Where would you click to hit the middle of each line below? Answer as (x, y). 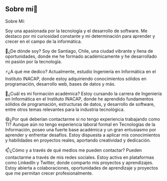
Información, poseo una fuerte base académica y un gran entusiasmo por (81, 129)
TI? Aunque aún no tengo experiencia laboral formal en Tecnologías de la (80, 124)
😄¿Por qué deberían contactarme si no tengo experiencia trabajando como (83, 119)
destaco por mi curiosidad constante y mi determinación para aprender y (80, 36)
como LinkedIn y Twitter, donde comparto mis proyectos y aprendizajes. (79, 163)
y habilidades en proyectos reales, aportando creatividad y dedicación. (78, 140)
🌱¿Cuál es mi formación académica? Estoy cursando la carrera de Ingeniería (83, 93)
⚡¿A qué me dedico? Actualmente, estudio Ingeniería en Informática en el (81, 71)
